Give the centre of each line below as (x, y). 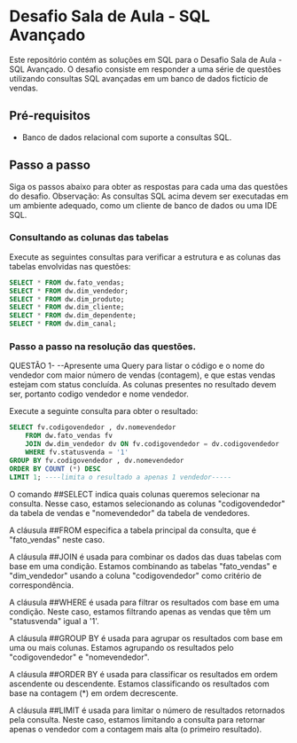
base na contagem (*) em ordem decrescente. (94, 692)
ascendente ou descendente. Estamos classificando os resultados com (140, 684)
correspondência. (41, 585)
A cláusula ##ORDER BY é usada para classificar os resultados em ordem (144, 674)
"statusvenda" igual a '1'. (54, 621)
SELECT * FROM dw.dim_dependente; (73, 316)
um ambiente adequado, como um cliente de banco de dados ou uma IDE (143, 205)
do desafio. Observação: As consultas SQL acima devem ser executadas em (149, 196)
